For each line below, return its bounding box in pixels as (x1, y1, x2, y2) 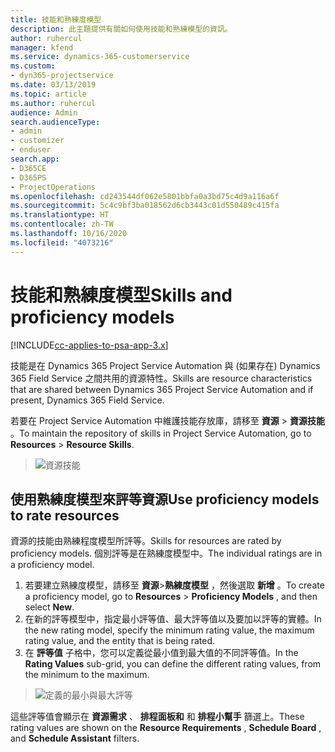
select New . (24, 601, 75, 613)
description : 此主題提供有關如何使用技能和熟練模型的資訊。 (10, 24, 233, 34)
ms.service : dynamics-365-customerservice (10, 52, 190, 62)
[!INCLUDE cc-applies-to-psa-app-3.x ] (10, 339, 169, 351)
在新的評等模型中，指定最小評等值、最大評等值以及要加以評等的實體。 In (24, 613, 322, 625)
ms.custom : (10, 61, 56, 71)
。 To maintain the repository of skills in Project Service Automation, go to (10, 427, 312, 439)
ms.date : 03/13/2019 (10, 80, 97, 90)
